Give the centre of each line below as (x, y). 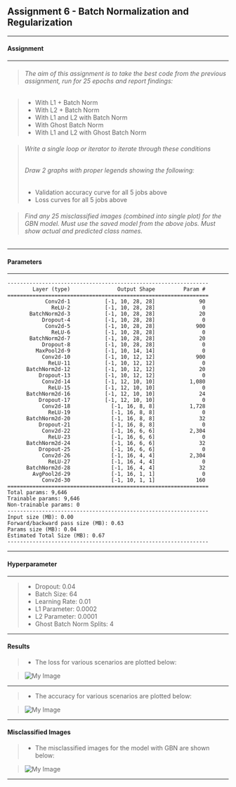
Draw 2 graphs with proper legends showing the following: (109, 170)
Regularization (40, 23)
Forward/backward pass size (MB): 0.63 (66, 524)
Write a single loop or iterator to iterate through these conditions (118, 149)
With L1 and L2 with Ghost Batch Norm (91, 132)
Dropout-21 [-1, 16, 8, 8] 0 (122, 425)
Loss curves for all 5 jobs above (81, 200)
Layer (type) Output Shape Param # (119, 289)
